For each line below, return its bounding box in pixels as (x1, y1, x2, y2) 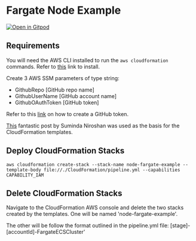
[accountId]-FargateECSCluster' (6, 228, 85, 236)
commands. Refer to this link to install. (6, 63, 100, 70)
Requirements (6, 41, 60, 51)
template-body (6, 167, 42, 173)
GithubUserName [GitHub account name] (14, 92, 117, 99)
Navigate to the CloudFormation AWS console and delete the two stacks (6, 204, 184, 211)
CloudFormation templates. (6, 128, 73, 135)
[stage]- (170, 222, 191, 229)
